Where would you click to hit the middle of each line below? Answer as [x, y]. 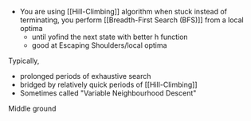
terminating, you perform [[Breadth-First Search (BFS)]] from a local [132, 20]
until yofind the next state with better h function [110, 37]
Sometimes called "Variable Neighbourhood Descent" [108, 93]
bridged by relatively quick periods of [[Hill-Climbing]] [108, 84]
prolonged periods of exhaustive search [85, 76]
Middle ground [32, 108]
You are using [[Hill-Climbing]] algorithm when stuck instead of [123, 12]
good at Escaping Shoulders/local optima [99, 45]
